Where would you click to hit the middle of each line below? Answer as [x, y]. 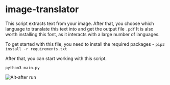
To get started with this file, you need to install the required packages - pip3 [85, 44]
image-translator [42, 9]
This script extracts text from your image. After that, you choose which [80, 23]
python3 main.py [22, 68]
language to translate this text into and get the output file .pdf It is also [79, 29]
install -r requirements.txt [36, 49]
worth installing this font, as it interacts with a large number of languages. [82, 34]
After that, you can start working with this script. [56, 58]
